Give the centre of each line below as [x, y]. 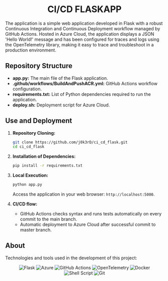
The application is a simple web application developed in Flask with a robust [84, 23]
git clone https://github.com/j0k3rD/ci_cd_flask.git [70, 142]
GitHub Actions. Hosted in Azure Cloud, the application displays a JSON [80, 34]
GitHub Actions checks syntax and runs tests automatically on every [91, 214]
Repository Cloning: [34, 133]
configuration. [27, 89]
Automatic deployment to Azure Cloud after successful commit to [88, 224]
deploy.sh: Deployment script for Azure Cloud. [61, 105]
